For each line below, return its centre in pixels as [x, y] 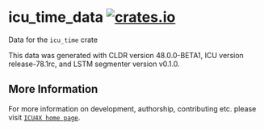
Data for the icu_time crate [53, 40]
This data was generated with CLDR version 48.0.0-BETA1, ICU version [126, 55]
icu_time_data [56, 17]
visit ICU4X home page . [44, 117]
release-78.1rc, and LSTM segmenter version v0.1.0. [94, 64]
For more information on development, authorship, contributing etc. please [132, 108]
